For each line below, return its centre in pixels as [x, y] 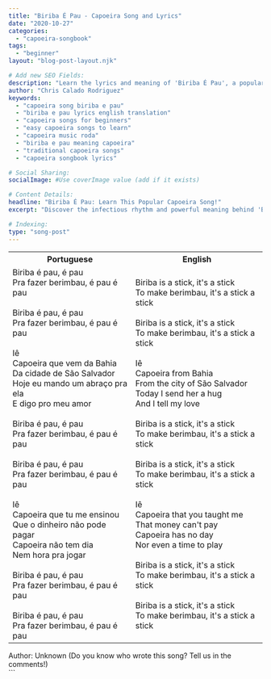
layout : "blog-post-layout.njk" [63, 61]
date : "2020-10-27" [41, 23]
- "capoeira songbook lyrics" [66, 158]
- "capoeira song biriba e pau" [70, 106]
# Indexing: [28, 224]
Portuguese [70, 259]
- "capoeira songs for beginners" [73, 121]
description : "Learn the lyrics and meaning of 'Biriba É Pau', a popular [137, 83]
